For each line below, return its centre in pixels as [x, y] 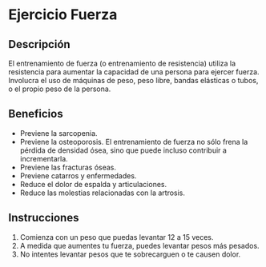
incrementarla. [44, 158]
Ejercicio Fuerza [63, 15]
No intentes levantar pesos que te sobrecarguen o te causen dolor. [130, 254]
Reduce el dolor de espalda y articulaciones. [93, 184]
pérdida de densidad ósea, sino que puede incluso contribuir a [123, 150]
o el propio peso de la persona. [60, 89]
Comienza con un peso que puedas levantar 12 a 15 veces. [117, 237]
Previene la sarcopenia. [58, 133]
